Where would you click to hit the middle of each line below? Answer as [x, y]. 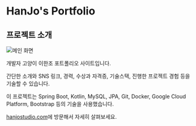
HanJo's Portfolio [51, 11]
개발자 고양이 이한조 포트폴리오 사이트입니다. [59, 63]
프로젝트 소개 [29, 35]
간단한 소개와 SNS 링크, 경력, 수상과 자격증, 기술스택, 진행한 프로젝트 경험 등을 [98, 76]
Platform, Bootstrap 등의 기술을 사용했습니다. [60, 104]
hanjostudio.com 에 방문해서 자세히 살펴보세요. [62, 117]
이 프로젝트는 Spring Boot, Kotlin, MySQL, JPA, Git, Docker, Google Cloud [96, 96]
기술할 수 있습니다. [28, 83]
